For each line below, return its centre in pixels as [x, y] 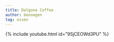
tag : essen [17, 19]
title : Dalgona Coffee [29, 10]
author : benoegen [24, 15]
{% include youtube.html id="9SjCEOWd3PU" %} [57, 34]
